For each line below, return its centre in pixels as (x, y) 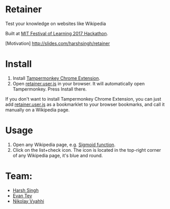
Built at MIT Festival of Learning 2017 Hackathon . (57, 33)
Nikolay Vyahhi (28, 201)
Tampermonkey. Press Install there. (50, 89)
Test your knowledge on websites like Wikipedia (56, 24)
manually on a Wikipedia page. (37, 110)
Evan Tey (22, 196)
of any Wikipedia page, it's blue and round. (58, 155)
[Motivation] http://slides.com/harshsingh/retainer (58, 43)
